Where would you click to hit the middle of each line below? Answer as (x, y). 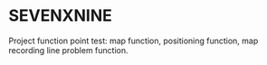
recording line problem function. (68, 50)
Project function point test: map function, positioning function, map (133, 41)
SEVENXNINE (60, 16)
